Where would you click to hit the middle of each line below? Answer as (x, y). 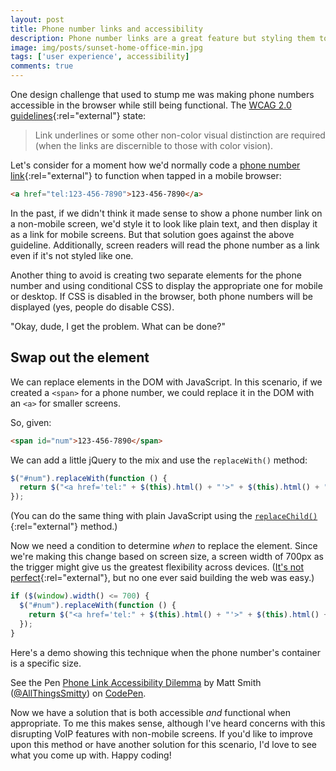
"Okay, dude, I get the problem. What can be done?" (118, 326)
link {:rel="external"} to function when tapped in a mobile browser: (146, 175)
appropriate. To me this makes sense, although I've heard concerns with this (168, 723)
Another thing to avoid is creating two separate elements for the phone (156, 275)
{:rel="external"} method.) (64, 527)
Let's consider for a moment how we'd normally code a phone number (155, 165)
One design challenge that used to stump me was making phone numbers (162, 94)
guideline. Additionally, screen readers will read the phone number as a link (165, 245)
